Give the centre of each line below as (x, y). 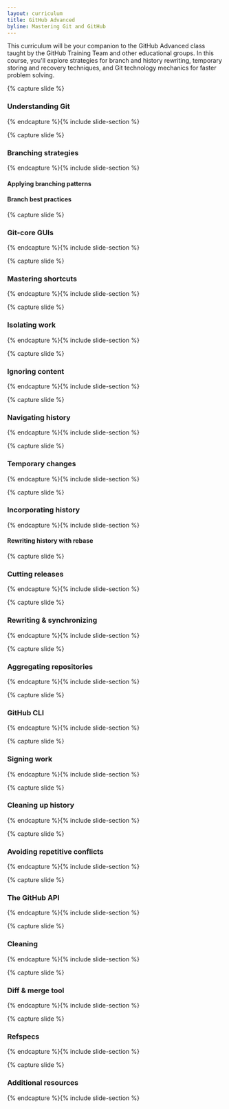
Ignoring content (36, 371)
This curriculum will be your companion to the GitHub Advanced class (106, 46)
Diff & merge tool (36, 990)
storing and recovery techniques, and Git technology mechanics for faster (112, 68)
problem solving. (31, 75)
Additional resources (43, 1083)
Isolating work (32, 325)
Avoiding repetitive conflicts (56, 851)
